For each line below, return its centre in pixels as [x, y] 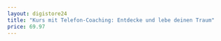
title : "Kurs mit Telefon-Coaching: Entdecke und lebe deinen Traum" [111, 20]
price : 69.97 [26, 26]
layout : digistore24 [38, 14]
